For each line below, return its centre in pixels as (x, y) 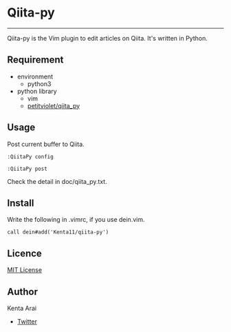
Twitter (27, 321)
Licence (25, 253)
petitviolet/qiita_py (54, 105)
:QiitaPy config (30, 156)
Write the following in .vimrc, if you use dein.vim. (76, 220)
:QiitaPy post (27, 169)
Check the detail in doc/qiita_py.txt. (57, 181)
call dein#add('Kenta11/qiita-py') (58, 232)
